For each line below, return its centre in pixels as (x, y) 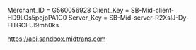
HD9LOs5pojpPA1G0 (37, 18)
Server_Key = (88, 18)
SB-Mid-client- (152, 10)
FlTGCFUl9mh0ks (33, 25)
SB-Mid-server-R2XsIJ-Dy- (149, 18)
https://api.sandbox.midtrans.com (57, 39)
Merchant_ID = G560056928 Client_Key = (68, 10)
